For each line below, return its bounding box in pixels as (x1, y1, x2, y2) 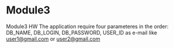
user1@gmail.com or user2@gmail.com (6, 35, 100, 42)
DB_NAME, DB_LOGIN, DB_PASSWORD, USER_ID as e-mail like (6, 29, 158, 36)
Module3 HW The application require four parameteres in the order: (6, 23, 169, 30)
